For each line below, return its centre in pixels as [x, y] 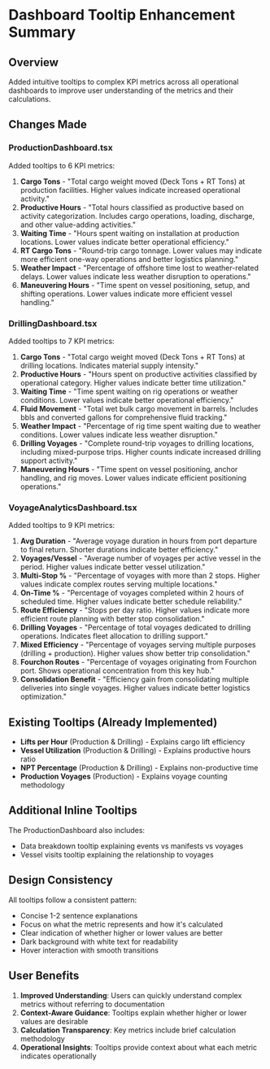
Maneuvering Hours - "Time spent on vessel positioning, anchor [129, 469]
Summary [42, 32]
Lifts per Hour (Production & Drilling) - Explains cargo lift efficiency [133, 742]
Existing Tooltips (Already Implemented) [113, 722]
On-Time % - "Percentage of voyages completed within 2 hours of [132, 593]
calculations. [30, 99]
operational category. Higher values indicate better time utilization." [133, 382]
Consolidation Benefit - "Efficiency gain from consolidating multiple [135, 679]
